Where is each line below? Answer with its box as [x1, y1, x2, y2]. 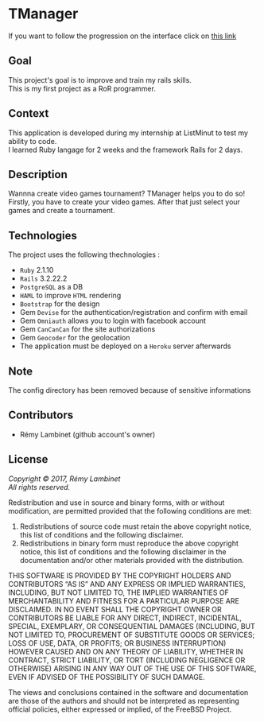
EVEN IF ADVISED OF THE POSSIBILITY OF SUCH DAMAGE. [8, 672, 205, 681]
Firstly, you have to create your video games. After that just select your [8, 197, 241, 207]
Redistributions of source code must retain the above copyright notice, [19, 522, 252, 531]
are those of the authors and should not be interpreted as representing [8, 696, 240, 705]
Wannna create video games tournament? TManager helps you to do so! [8, 188, 245, 199]
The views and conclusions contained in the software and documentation [8, 687, 249, 697]
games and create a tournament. [8, 206, 115, 215]
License [8, 452, 49, 466]
